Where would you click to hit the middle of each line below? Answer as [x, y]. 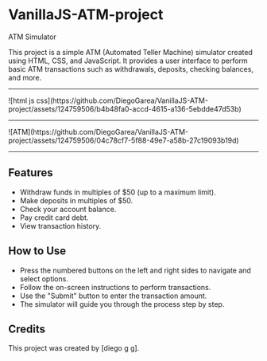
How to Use [37, 251]
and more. [25, 77]
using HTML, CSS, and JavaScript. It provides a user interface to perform [128, 61]
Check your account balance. [68, 209]
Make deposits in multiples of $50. [76, 200]
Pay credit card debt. [54, 218]
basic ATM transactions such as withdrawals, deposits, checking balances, [131, 69]
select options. [44, 279]
